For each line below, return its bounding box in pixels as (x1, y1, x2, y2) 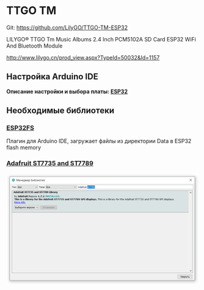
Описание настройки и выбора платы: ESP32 (6, 88, 128, 95)
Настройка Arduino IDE (6, 71, 99, 82)
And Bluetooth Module (6, 42, 63, 49)
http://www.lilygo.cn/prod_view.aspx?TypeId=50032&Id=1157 (6, 54, 160, 61)
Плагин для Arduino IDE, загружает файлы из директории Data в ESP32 (6, 138, 192, 145)
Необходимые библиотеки (6, 105, 115, 116)
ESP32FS (6, 124, 35, 132)
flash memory (6, 144, 42, 151)
